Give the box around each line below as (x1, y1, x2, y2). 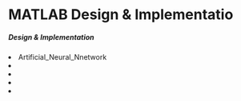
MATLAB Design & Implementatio (8, 6, 234, 24)
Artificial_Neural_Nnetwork (18, 52, 107, 62)
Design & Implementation (8, 32, 94, 41)
